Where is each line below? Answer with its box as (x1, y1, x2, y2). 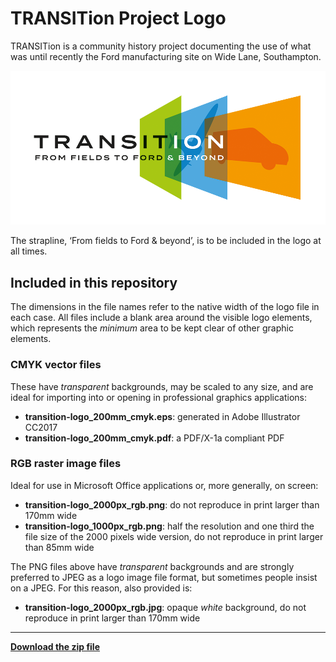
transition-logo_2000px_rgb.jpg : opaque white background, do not (24, 601, 307, 613)
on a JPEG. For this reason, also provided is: (10, 582, 193, 594)
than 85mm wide (24, 541, 95, 553)
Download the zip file (10, 640, 101, 652)
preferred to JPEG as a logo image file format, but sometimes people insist (10, 571, 318, 583)
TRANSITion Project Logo (10, 7, 227, 30)
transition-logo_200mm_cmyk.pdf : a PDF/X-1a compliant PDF (24, 432, 285, 444)
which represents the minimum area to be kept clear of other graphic (10, 322, 294, 334)
